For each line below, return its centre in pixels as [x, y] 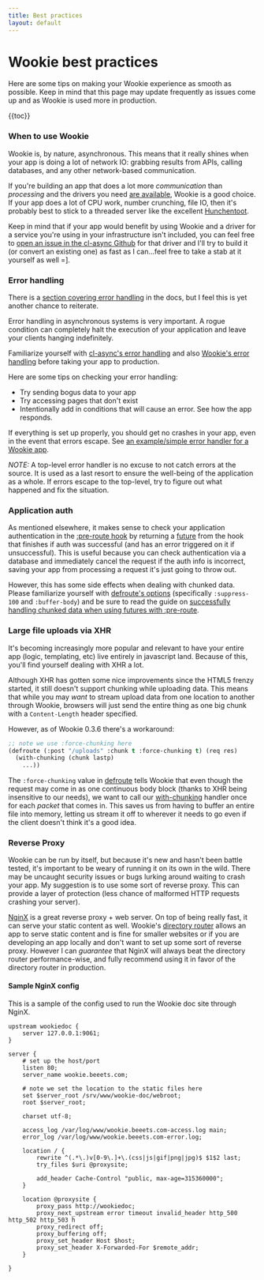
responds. [36, 418]
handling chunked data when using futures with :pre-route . [104, 610]
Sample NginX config [44, 986]
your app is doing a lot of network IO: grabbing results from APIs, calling [125, 162]
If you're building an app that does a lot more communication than [115, 186]
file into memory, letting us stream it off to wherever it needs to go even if [127, 814]
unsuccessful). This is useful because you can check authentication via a [127, 553]
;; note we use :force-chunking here [70, 744]
